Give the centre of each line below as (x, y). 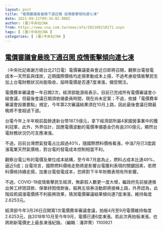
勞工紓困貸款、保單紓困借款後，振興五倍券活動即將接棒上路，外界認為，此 (83, 188)
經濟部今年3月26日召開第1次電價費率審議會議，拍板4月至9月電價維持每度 (78, 210)
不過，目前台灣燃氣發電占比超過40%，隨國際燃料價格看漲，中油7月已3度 (78, 143)
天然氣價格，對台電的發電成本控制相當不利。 (62, 149)
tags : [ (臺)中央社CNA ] (29, 32)
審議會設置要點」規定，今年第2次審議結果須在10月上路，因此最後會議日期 (79, 104)
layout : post (18, 9)
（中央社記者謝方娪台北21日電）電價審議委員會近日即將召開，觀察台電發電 (80, 70)
